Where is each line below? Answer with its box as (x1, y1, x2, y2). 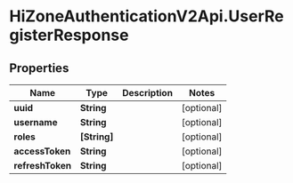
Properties (9, 60, 69, 76)
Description (121, 87, 174, 99)
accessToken (13, 145, 71, 157)
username (13, 116, 58, 128)
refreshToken (13, 160, 72, 171)
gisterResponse (9, 25, 129, 45)
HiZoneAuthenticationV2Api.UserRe (9, 6, 284, 27)
